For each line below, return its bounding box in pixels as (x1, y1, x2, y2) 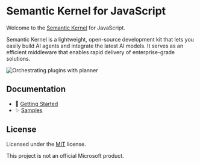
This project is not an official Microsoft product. (6, 152, 125, 159)
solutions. (6, 55, 31, 62)
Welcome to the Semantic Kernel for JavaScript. (6, 24, 125, 31)
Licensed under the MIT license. (6, 140, 86, 148)
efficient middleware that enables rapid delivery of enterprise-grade (6, 48, 175, 55)
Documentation (6, 84, 66, 95)
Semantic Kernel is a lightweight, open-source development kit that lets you (6, 36, 195, 43)
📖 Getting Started (14, 100, 58, 107)
